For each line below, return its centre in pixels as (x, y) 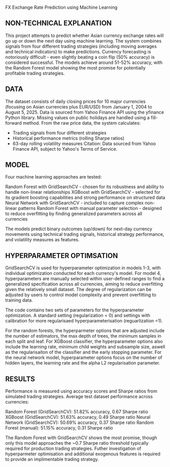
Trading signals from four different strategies (59, 133)
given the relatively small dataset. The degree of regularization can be (78, 290)
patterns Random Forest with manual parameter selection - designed (90, 208)
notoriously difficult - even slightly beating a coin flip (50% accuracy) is (80, 57)
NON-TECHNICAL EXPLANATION (59, 23)
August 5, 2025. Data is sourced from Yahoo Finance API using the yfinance (84, 112)
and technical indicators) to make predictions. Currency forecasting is (78, 51)
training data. (19, 300)
